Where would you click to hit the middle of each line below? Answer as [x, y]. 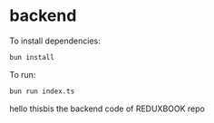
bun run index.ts [42, 91]
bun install [32, 57]
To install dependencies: [55, 41]
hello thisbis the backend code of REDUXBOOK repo [107, 109]
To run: [23, 74]
